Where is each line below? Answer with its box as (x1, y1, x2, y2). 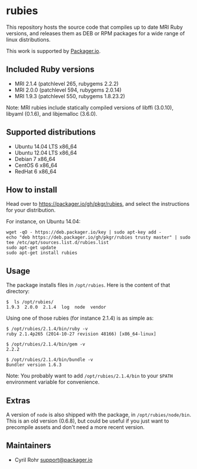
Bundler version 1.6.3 (6, 362, 62, 368)
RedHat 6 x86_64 (14, 168, 57, 175)
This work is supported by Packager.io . (6, 47, 101, 54)
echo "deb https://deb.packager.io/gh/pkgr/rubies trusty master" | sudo (6, 235, 191, 240)
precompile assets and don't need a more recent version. (6, 424, 145, 430)
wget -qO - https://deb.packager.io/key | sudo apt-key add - (6, 229, 162, 236)
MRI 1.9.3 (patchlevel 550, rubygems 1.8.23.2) (14, 92, 125, 99)
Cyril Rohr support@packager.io (14, 456, 93, 463)
